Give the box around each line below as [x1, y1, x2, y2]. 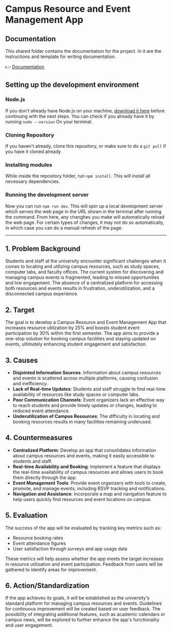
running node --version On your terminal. [5, 119, 93, 125]
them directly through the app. [12, 474, 77, 481]
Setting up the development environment [5, 81, 139, 89]
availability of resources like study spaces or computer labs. [12, 391, 140, 398]
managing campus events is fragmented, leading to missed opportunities [5, 274, 160, 280]
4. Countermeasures [5, 433, 73, 442]
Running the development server [5, 191, 89, 198]
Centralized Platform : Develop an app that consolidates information [12, 447, 156, 453]
